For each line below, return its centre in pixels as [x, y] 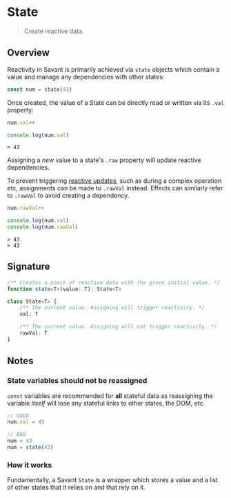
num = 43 [20, 441]
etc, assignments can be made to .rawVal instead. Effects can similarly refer [115, 188]
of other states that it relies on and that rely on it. [77, 488]
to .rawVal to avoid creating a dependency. [68, 196]
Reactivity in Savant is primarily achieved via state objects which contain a [113, 69]
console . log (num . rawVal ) [43, 227]
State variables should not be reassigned [77, 381]
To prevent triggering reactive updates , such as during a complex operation [114, 181]
